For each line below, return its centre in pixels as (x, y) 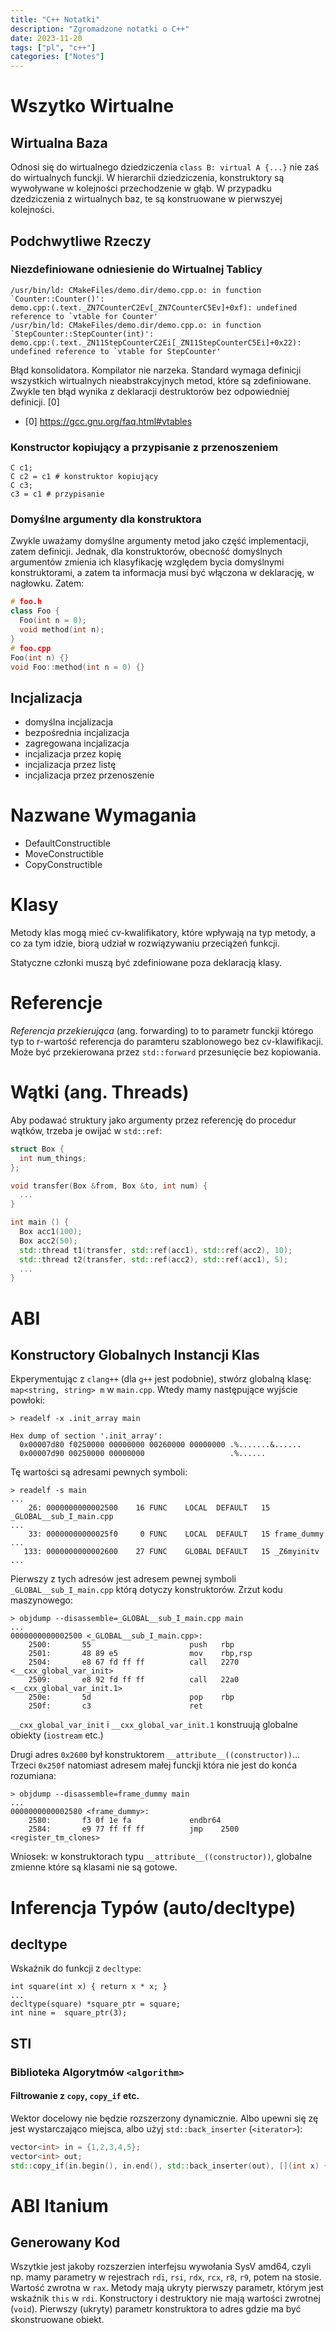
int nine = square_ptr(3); (69, 2013)
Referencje (56, 1003)
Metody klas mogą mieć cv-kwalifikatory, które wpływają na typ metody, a (163, 933)
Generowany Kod (65, 2242)
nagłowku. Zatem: (47, 583)
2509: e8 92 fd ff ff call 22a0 (134, 1680)
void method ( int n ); (62, 630)
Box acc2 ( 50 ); (48, 1241)
